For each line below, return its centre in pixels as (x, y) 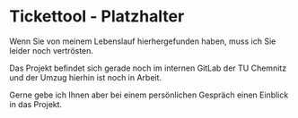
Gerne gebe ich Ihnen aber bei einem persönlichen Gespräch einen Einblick (149, 95)
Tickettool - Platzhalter (97, 17)
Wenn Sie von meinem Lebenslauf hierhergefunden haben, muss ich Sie (143, 41)
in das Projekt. (36, 104)
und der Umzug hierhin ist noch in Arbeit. (86, 77)
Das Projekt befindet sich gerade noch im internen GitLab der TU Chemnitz (148, 68)
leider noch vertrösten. (52, 50)
